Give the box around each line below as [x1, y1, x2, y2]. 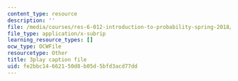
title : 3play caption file [7, 56, 87, 63]
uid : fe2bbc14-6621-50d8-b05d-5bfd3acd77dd [7, 63, 138, 70]
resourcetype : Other [7, 50, 69, 57]
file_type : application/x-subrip [7, 30, 106, 37]
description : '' [7, 17, 55, 24]
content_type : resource [7, 10, 78, 18]
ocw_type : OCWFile [7, 43, 62, 50]
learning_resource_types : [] [7, 37, 93, 44]
